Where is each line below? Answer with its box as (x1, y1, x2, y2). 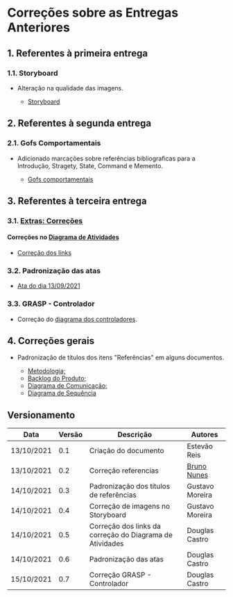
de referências (89, 490, 137, 500)
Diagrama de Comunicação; (27, 382, 107, 390)
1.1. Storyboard (7, 68, 58, 78)
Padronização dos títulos (89, 482, 171, 491)
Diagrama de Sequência (27, 389, 97, 398)
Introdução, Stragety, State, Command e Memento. (17, 161, 163, 170)
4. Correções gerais (7, 335, 95, 347)
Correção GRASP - (89, 570, 152, 580)
